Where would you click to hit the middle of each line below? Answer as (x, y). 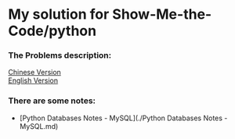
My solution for (59, 14)
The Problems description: (60, 55)
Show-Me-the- (162, 14)
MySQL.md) (39, 126)
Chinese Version (34, 73)
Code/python (52, 31)
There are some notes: (52, 101)
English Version (33, 80)
